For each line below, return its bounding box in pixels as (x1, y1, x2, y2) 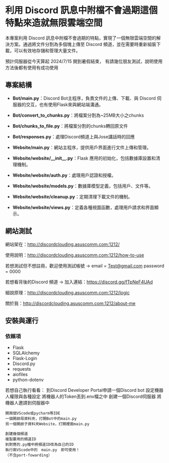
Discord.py (12, 361, 35, 367)
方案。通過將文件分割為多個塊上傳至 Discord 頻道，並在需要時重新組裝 (9, 41, 156, 47)
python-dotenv (12, 377, 44, 383)
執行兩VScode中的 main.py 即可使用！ (5, 447, 80, 452)
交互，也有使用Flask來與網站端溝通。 (26, 101, 103, 108)
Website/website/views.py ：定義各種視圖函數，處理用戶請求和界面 (12, 204, 155, 210)
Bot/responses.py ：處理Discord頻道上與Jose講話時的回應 (12, 133, 135, 139)
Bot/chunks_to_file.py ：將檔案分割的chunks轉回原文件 (12, 123, 128, 129)
